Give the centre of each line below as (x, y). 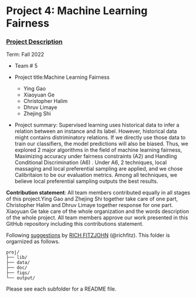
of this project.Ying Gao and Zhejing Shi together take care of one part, (92, 199)
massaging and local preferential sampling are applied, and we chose (99, 169)
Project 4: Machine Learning (77, 11)
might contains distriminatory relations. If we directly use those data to (100, 138)
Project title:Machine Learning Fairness (62, 77)
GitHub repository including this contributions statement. (75, 224)
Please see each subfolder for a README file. (61, 289)
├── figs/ (18, 273)
